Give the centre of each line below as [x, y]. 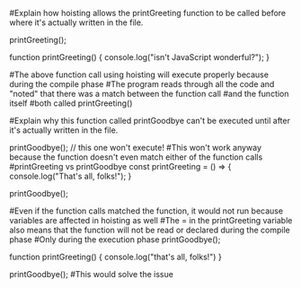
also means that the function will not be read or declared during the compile [150, 230]
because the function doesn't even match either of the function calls [136, 157]
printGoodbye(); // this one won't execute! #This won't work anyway [136, 148]
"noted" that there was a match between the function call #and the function [149, 94]
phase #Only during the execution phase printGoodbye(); [115, 240]
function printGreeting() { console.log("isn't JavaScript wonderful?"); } [140, 57]
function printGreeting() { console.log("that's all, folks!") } [115, 257]
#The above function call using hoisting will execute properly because [139, 74]
